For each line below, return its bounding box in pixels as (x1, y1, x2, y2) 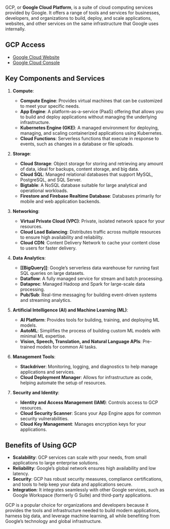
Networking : (12, 208, 39, 214)
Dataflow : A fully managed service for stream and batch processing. (20, 275, 163, 282)
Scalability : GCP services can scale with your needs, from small (12, 454, 147, 460)
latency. (12, 471, 29, 477)
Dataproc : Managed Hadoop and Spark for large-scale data (20, 281, 145, 287)
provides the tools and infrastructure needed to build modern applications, (5, 508, 160, 514)
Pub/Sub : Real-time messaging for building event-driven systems (20, 292, 157, 298)
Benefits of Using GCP (5, 441, 77, 450)
